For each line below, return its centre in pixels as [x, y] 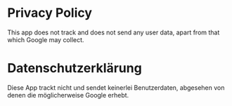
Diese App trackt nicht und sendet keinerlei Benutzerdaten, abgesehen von [116, 87]
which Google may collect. [46, 39]
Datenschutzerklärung [75, 68]
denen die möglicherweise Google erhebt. [68, 95]
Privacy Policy [50, 13]
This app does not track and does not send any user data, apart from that [114, 32]
